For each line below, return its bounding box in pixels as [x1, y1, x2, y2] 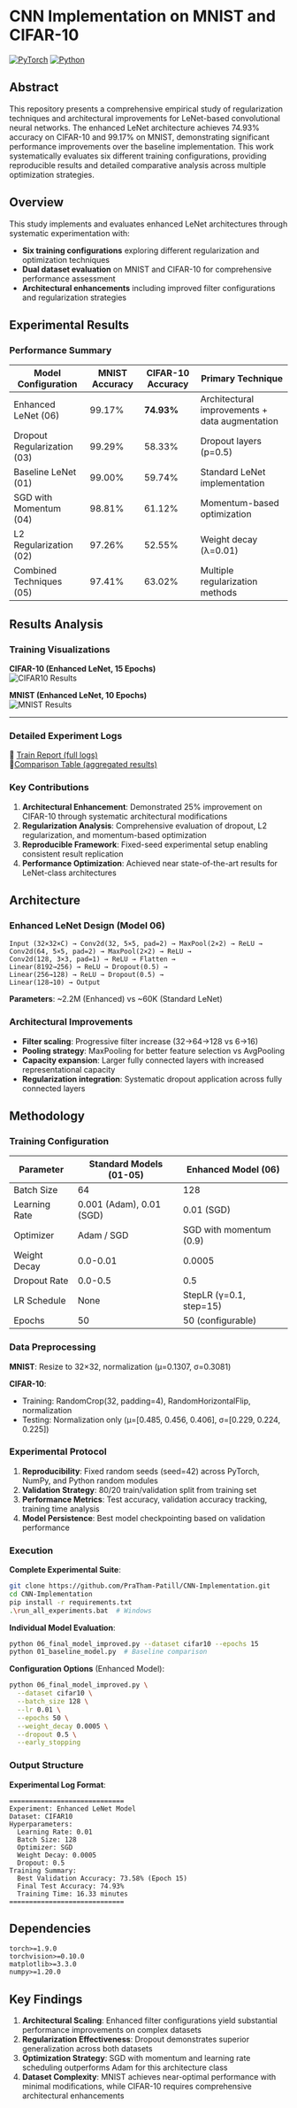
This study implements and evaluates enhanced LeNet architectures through [9, 219, 288, 229]
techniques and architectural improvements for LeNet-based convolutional [9, 112, 281, 123]
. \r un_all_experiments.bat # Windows [9, 1606, 152, 1615]
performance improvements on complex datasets [21, 2025, 202, 2035]
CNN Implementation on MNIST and [9, 6, 277, 27]
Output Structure [9, 1759, 84, 1772]
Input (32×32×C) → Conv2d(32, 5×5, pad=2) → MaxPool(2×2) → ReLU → [9, 940, 263, 949]
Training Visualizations [9, 643, 110, 656]
